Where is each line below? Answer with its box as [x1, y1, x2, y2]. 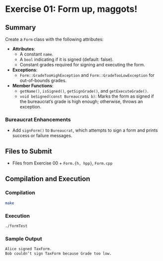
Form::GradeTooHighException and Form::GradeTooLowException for [19, 72, 155, 78]
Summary [5, 23, 36, 32]
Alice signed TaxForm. [5, 247, 52, 252]
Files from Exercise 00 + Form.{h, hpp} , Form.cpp [12, 160, 113, 166]
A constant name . [19, 51, 54, 57]
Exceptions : [12, 67, 38, 73]
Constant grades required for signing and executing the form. [19, 62, 145, 67]
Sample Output [5, 235, 42, 242]
